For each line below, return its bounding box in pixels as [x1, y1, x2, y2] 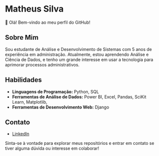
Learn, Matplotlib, [12, 99, 48, 105]
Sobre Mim [5, 33, 39, 42]
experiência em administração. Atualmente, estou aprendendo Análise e [5, 51, 149, 57]
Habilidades [5, 76, 42, 84]
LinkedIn [12, 131, 30, 137]
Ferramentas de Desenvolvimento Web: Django [12, 104, 110, 110]
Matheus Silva [5, 3, 64, 15]
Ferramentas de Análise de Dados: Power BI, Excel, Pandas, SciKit [12, 94, 146, 100]
